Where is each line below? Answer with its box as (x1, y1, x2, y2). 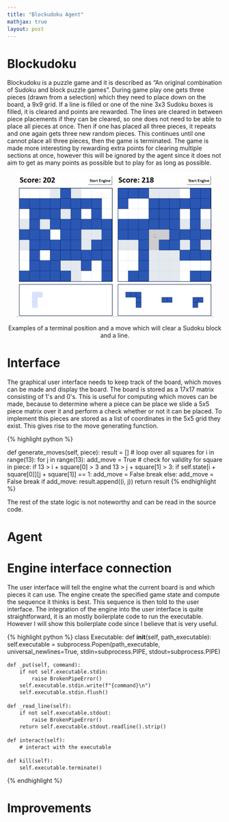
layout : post (7, 25, 44, 32)
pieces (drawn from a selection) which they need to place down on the (7, 93, 206, 101)
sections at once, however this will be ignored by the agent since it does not (7, 152, 221, 160)
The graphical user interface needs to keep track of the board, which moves (7, 378, 222, 386)
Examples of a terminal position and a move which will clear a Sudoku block (8, 324, 222, 332)
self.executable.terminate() (19, 764, 103, 771)
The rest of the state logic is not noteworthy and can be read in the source (7, 498, 217, 506)
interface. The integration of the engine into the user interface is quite (7, 605, 204, 613)
